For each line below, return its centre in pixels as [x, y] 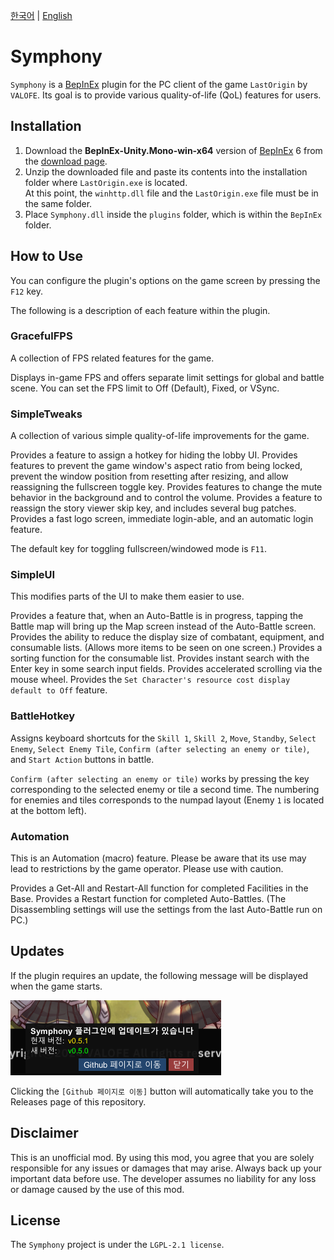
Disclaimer [44, 1133]
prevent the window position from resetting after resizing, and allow [149, 476]
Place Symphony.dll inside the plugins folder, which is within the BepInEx [173, 214]
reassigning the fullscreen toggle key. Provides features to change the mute [166, 487]
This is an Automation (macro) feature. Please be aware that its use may [158, 858]
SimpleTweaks [46, 414]
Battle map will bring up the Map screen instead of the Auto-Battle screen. [163, 626]
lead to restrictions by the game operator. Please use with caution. [147, 869]
